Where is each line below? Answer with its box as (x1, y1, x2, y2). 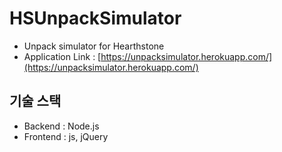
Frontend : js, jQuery (23, 130, 109, 142)
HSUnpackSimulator (9, 7, 182, 30)
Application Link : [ (23, 50, 102, 62)
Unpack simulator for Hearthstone (23, 40, 165, 52)
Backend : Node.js (23, 120, 100, 132)
